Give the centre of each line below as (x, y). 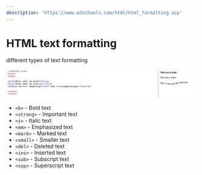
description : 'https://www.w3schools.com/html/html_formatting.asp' (94, 13)
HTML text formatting (61, 43)
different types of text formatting (47, 60)
